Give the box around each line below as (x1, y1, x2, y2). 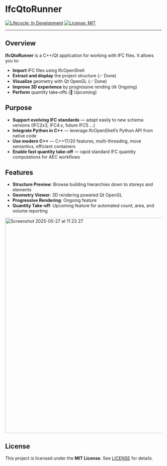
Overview (5, 39, 36, 48)
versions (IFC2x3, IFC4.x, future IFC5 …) (12, 122, 95, 128)
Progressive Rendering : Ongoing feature (12, 197, 97, 203)
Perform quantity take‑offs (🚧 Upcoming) (12, 89, 97, 95)
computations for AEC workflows (12, 154, 81, 160)
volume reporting (12, 208, 48, 214)
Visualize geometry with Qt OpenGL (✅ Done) (12, 78, 107, 84)
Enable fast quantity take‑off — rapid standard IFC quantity (12, 149, 136, 155)
